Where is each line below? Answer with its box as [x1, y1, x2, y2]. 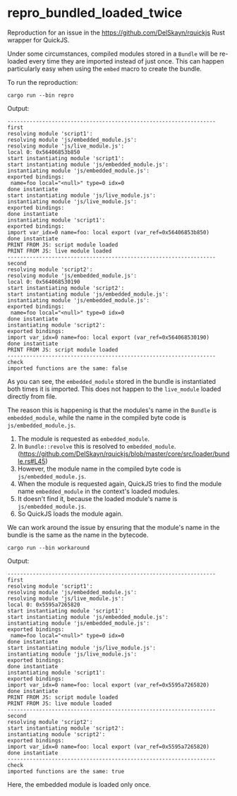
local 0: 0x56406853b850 [7, 148, 80, 156]
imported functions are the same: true [7, 768, 125, 775]
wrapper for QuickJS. [7, 35, 70, 44]
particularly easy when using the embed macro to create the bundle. [7, 64, 202, 73]
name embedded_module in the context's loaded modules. [17, 487, 180, 495]
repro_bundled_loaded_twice [7, 5, 183, 21]
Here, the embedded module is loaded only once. [7, 780, 152, 788]
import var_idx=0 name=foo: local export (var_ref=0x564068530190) [7, 334, 210, 341]
